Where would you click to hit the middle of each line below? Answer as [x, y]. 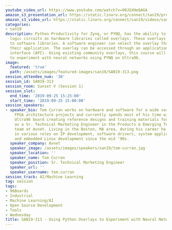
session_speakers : [25, 106]
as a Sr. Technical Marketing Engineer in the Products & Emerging [88, 124]
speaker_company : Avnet [35, 143]
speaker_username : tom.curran [42, 172]
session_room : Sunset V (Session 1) [44, 86]
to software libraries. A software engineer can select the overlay [84, 44]
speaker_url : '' [27, 167]
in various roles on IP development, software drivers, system [83, 134]
